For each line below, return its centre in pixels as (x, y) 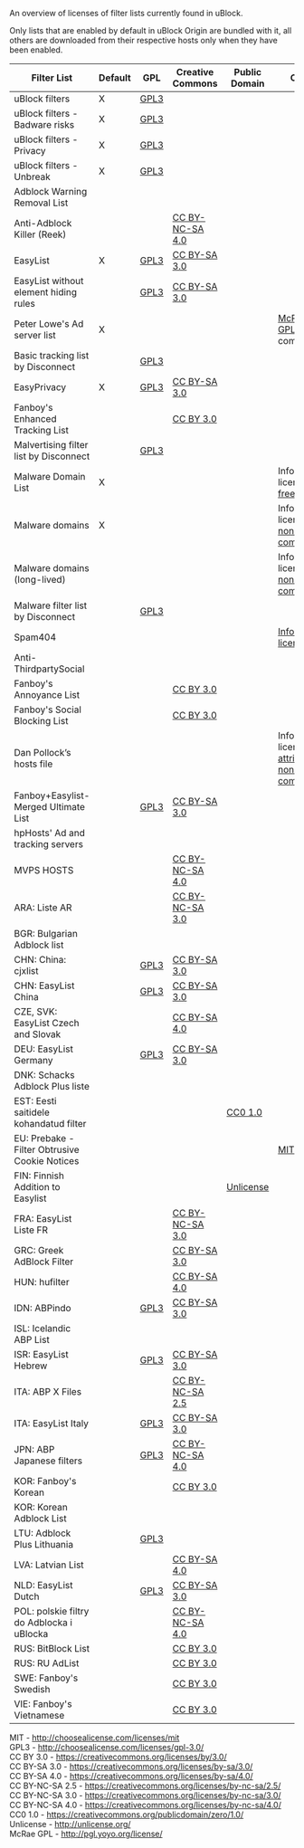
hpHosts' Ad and (50, 833)
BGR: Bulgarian (46, 934)
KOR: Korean (41, 1507)
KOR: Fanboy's (45, 1481)
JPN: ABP (34, 1449)
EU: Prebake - (44, 1138)
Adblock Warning (51, 191)
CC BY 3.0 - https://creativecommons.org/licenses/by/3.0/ (119, 1757)
